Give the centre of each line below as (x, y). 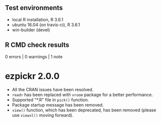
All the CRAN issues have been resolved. (52, 89)
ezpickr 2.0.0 (32, 76)
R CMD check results (37, 45)
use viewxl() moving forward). (43, 115)
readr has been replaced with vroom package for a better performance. (82, 95)
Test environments (34, 8)
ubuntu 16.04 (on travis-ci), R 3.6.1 (46, 25)
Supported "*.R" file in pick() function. (51, 100)
